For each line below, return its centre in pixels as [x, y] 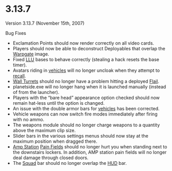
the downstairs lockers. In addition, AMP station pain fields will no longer [90, 152]
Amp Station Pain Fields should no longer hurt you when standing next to [90, 146]
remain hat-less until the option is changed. [59, 103]
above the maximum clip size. [44, 130]
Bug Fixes [16, 33]
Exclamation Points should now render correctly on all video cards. [83, 43]
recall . [19, 75]
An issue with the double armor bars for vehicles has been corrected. [86, 108]
